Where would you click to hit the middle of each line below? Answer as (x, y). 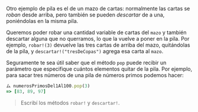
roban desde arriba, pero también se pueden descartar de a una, (85, 15)
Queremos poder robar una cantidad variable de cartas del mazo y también (96, 32)
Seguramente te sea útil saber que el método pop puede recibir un (86, 62)
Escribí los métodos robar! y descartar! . (70, 103)
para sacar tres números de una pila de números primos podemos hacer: (95, 75)
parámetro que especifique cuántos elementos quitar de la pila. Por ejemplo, (99, 69)
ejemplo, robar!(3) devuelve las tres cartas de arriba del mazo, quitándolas (98, 45)
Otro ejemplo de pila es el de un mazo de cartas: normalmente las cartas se (98, 9)
